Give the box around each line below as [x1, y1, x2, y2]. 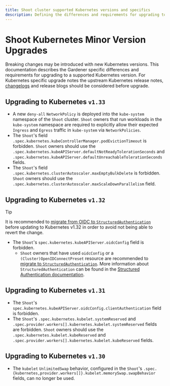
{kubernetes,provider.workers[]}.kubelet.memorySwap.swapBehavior [12, 370, 156, 376]
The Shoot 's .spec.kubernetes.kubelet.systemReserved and [12, 316, 136, 322]
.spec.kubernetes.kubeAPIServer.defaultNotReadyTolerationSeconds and [12, 149, 165, 155]
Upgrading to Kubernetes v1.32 [5, 195, 105, 204]
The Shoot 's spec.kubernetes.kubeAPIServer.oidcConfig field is [12, 239, 144, 245]
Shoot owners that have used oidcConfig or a [20, 250, 114, 256]
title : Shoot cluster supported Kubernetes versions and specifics [5, 7, 151, 13]
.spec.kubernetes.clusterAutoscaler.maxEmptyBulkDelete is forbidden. [12, 170, 161, 176]
